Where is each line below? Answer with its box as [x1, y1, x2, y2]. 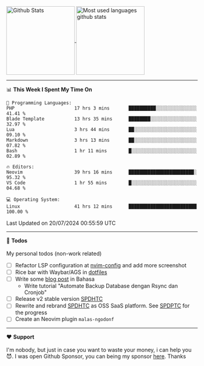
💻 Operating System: [6, 197, 61, 203]
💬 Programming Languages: [6, 100, 72, 106]
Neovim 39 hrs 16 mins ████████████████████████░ [6, 169, 197, 175]
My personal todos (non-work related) [6, 250, 102, 257]
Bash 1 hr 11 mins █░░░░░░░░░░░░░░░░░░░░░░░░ [6, 148, 197, 154]
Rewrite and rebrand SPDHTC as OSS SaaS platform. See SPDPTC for [15, 302, 190, 309]
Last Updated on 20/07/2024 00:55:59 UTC [6, 219, 116, 227]
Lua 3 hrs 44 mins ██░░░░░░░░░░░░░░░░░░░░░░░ [6, 127, 197, 133]
